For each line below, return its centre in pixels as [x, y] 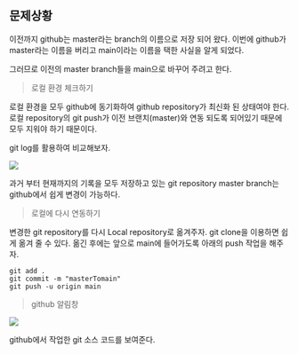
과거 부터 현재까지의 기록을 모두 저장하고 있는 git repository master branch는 [145, 183]
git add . [28, 271]
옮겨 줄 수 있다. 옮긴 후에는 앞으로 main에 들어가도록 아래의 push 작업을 [143, 243]
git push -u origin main [55, 287]
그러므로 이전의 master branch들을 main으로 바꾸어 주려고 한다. [121, 68]
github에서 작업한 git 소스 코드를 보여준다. [82, 339]
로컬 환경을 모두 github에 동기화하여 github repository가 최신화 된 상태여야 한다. [149, 106]
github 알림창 [55, 303]
